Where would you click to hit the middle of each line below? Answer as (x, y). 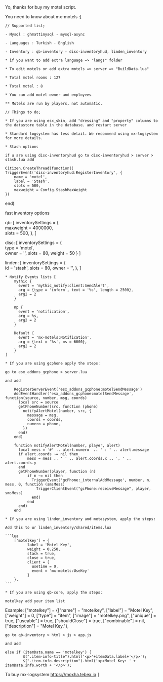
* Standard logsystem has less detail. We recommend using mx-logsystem (81, 134)
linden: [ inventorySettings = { (35, 263)
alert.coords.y (21, 463)
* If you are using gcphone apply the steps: (53, 363)
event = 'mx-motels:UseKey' (61, 571)
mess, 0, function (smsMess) (35, 484)
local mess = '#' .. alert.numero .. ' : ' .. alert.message (83, 450)
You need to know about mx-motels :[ (43, 17)
